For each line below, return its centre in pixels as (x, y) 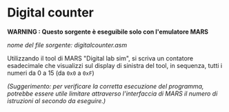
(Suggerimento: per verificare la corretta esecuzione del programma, (106, 86)
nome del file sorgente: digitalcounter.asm (67, 45)
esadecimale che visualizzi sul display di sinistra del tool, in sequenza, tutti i (115, 65)
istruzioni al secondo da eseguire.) (57, 100)
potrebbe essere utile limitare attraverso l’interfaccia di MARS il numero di (112, 93)
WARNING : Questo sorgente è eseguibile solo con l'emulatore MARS (108, 32)
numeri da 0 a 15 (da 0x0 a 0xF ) (51, 73)
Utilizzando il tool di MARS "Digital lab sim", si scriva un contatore (100, 58)
